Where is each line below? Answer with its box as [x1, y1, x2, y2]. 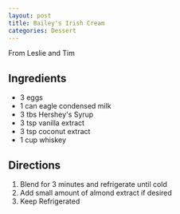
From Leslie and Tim [8, 49, 76, 58]
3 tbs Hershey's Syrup [19, 109, 94, 120]
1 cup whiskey [19, 135, 66, 145]
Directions [8, 158, 61, 172]
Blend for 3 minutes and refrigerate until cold [19, 180, 167, 188]
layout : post [8, 11, 52, 20]
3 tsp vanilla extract [19, 118, 85, 128]
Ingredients [8, 71, 67, 85]
